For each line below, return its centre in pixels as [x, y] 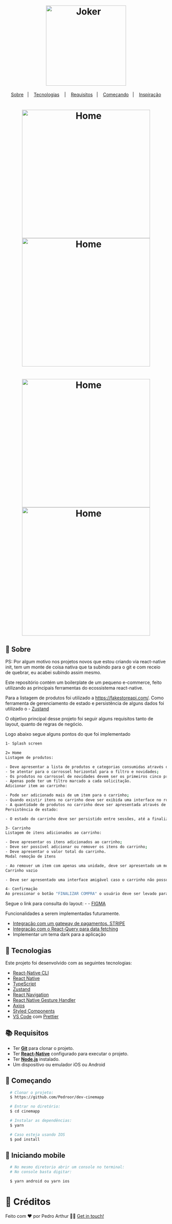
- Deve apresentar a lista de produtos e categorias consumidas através [84, 767]
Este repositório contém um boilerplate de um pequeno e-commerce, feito [84, 682]
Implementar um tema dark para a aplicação [59, 934]
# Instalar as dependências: [41, 1121]
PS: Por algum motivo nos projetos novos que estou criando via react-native [85, 662]
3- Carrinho [18, 828]
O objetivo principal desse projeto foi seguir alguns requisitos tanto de [79, 719]
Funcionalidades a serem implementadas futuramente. [63, 913]
